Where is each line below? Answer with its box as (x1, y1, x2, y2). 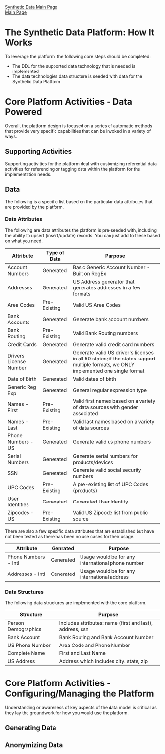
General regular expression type (73, 387, 147, 394)
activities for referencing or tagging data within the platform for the (5, 166, 140, 172)
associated (73, 410, 98, 417)
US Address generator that (73, 278, 135, 285)
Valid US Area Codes (73, 301, 121, 308)
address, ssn (59, 626, 89, 633)
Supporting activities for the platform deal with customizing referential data (5, 160, 157, 167)
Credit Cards (7, 341, 37, 348)
